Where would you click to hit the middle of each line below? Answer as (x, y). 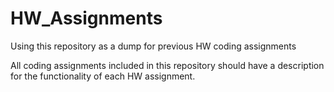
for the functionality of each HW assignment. (103, 76)
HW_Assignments (86, 18)
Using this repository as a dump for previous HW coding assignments (153, 46)
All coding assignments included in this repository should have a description (167, 65)
